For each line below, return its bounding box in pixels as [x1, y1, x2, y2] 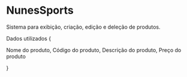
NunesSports [6, 4, 74, 17]
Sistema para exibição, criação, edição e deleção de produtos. [6, 23, 161, 30]
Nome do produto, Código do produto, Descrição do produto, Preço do [6, 46, 182, 54]
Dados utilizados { [6, 35, 52, 42]
